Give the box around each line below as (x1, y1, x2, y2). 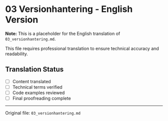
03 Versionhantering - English (5, 3, 133, 15)
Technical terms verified (12, 84, 62, 90)
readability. (5, 51, 28, 57)
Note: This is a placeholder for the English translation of (5, 30, 120, 36)
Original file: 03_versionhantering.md (5, 110, 81, 116)
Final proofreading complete (12, 95, 71, 101)
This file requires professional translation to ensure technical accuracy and (5, 45, 159, 51)
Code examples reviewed (12, 90, 65, 96)
